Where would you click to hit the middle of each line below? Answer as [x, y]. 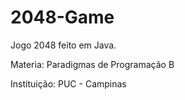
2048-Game [62, 17]
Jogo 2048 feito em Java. [63, 45]
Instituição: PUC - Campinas [68, 83]
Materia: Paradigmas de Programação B [92, 64]
